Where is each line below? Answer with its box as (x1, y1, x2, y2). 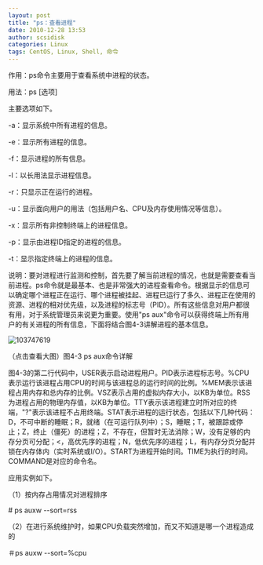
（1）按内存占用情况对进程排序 (8, 490, 108, 499)
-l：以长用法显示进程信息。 (8, 170, 96, 180)
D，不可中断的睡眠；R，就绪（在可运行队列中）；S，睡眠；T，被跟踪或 (8, 417, 237, 426)
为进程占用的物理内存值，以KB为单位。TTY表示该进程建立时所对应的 (8, 398, 231, 406)
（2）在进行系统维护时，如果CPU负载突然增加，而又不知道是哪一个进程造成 (8, 522, 254, 530)
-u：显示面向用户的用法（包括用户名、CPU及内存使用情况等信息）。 (8, 204, 226, 213)
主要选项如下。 (8, 104, 57, 113)
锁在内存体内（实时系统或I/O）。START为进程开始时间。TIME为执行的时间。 (8, 447, 253, 456)
